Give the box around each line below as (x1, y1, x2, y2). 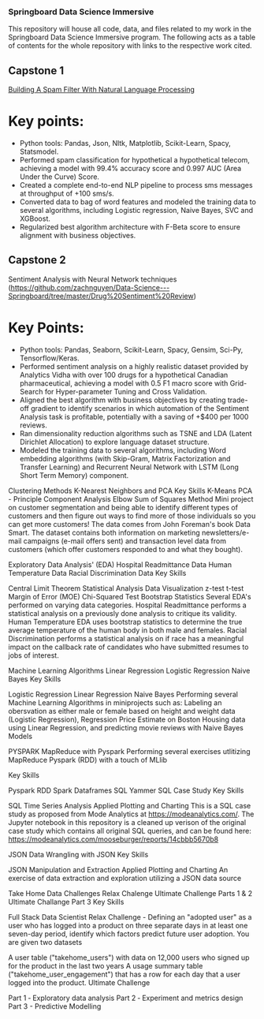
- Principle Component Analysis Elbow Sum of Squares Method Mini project (8, 494, 254, 503)
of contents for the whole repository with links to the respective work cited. (8, 41, 252, 50)
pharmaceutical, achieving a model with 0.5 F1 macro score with (19, 378, 229, 388)
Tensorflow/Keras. (19, 353, 80, 363)
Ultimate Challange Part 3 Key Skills (8, 897, 125, 906)
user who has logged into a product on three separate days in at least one (8, 920, 248, 930)
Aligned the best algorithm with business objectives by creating (19, 395, 226, 405)
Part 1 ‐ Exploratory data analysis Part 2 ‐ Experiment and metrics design (8, 993, 244, 1002)
